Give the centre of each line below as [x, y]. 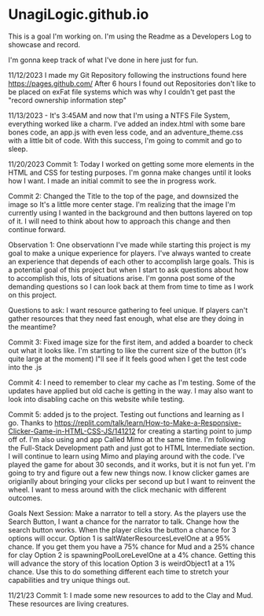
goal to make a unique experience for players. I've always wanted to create [130, 253]
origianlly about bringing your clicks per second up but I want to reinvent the [132, 481]
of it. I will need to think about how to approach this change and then [119, 221]
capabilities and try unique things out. [69, 580]
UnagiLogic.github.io [79, 15]
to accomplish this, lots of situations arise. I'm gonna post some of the [122, 278]
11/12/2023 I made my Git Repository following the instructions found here [128, 75]
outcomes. [26, 498]
